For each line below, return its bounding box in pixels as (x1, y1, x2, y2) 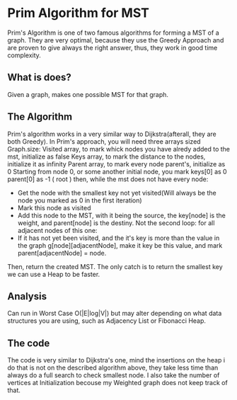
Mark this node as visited (17, 203, 91, 212)
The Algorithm (7, 111, 73, 123)
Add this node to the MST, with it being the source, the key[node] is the (17, 211, 226, 219)
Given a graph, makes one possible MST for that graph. (7, 90, 168, 98)
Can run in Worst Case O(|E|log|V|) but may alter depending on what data (7, 309, 222, 318)
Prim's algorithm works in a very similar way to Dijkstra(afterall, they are (7, 130, 217, 138)
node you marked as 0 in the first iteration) (17, 196, 143, 205)
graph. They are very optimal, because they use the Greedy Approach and (7, 35, 224, 44)
